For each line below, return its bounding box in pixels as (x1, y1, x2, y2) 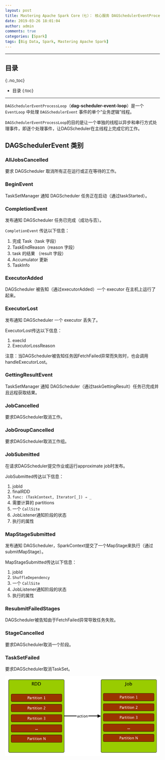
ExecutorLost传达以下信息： (5, 327, 62, 333)
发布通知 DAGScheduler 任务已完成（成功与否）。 (5, 217, 104, 223)
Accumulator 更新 (12, 257, 48, 263)
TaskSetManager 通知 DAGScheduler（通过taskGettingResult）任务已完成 (5, 383, 155, 389)
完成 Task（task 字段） (12, 238, 59, 244)
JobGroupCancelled (5, 427, 55, 434)
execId (12, 337, 26, 343)
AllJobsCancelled (5, 156, 49, 163)
